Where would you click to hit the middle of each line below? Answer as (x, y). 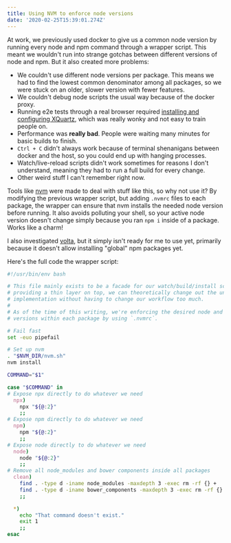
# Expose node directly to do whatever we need (77, 445)
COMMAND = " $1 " (26, 375)
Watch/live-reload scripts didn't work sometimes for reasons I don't (113, 163)
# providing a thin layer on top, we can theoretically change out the (112, 293)
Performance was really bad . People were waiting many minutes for (113, 133)
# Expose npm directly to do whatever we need (75, 420)
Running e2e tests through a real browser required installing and (108, 112)
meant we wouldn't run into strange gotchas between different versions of (112, 54)
